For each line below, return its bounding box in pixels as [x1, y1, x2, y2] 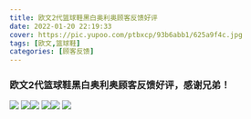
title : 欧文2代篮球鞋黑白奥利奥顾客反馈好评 [9, 13, 158, 23]
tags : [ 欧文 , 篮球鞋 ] [9, 38, 80, 48]
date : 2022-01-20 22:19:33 [9, 22, 112, 31]
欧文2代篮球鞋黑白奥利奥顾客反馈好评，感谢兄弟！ [9, 79, 231, 92]
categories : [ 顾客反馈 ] [9, 47, 94, 56]
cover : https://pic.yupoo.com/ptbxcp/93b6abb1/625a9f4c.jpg [9, 30, 244, 39]
